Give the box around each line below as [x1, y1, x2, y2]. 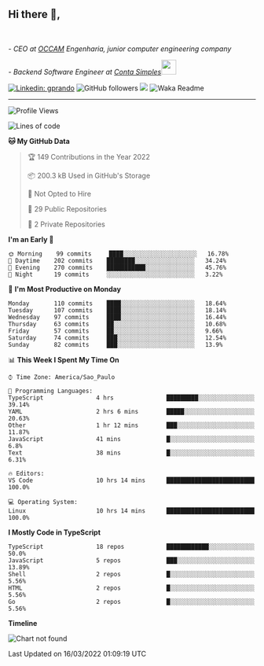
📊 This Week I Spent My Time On [8, 355, 119, 364]
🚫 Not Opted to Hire [27, 189, 92, 198]
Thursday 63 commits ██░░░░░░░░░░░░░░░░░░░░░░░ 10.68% [8, 320, 226, 328]
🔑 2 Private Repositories [27, 219, 106, 229]
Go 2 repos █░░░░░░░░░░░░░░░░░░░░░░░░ [8, 598, 255, 605]
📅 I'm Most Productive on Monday [8, 284, 122, 293]
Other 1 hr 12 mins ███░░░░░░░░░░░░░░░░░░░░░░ [8, 421, 255, 429]
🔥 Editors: [8, 469, 45, 477]
